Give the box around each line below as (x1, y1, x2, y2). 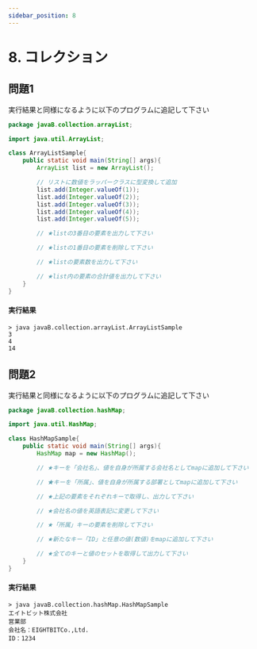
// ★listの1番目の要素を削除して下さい (36, 244, 153, 252)
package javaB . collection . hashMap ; (8, 406, 126, 414)
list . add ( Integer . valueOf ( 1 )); (36, 186, 140, 194)
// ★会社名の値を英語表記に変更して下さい (36, 507, 159, 515)
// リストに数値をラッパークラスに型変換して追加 (36, 179, 177, 186)
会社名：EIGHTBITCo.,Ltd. (8, 626, 90, 634)
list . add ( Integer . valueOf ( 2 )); (36, 193, 140, 201)
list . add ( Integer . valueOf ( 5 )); (36, 215, 140, 223)
